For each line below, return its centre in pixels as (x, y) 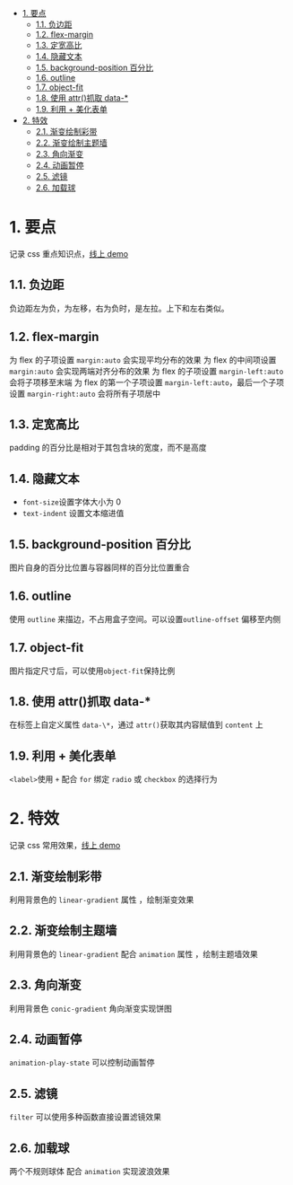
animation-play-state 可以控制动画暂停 (82, 1063)
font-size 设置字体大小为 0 (72, 502)
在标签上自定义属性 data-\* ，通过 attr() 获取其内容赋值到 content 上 (136, 724)
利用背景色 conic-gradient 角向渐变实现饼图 (91, 1008)
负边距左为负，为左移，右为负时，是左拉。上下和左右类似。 (119, 308)
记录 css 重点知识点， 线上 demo (69, 253)
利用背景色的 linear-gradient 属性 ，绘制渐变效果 (102, 900)
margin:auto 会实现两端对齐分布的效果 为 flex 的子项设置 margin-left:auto (146, 371)
